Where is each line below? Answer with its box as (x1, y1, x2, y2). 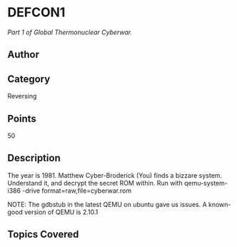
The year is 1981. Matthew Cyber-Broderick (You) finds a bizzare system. (7, 171, 223, 179)
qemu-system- (184, 178, 228, 187)
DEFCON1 (7, 4, 66, 21)
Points (7, 112, 37, 125)
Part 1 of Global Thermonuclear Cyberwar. (7, 28, 133, 36)
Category (7, 73, 51, 85)
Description (7, 152, 61, 164)
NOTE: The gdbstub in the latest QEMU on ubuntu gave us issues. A (7, 200, 207, 208)
